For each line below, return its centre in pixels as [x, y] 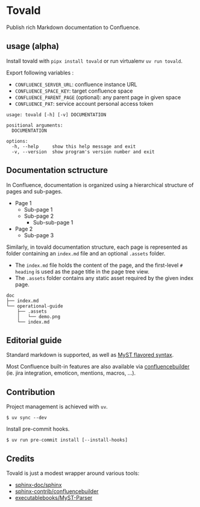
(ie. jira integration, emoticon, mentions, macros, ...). [71, 373]
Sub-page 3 [39, 235]
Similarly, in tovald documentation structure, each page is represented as [97, 247]
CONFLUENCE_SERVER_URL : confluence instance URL [76, 84]
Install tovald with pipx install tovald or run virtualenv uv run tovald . [94, 61]
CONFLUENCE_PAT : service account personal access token [84, 103]
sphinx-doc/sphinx [38, 485]
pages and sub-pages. [34, 191]
